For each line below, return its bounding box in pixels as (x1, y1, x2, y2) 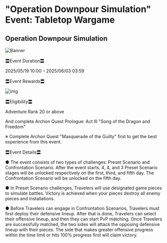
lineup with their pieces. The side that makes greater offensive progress (5, 227, 153, 232)
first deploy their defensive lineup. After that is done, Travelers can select (5, 211, 156, 216)
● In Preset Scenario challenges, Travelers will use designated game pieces (5, 185, 162, 191)
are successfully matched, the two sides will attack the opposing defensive (5, 221, 160, 227)
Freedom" (5, 124, 26, 130)
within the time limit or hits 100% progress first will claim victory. (5, 232, 138, 238)
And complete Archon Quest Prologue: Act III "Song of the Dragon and (5, 118, 150, 124)
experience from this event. (5, 139, 62, 145)
